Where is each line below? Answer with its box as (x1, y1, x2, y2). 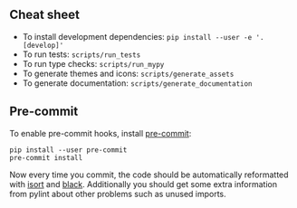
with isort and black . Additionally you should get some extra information (9, 178, 278, 189)
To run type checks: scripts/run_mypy (22, 58, 165, 69)
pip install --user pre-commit (9, 145, 128, 155)
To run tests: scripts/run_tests (22, 49, 141, 60)
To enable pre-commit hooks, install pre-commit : (9, 128, 192, 138)
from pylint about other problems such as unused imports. (9, 188, 226, 199)
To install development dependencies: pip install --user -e (22, 31, 253, 42)
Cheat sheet (9, 7, 80, 23)
